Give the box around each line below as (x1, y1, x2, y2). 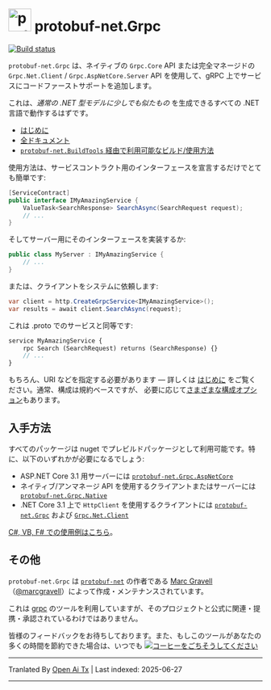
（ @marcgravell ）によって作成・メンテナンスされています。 (8, 586, 208, 595)
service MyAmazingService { (8, 336, 103, 345)
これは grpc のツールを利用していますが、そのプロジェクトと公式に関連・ (8, 603, 254, 613)
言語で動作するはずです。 (8, 107, 93, 117)
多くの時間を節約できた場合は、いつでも (8, 641, 143, 650)
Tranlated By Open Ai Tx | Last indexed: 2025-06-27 (8, 664, 183, 674)
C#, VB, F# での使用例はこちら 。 (8, 528, 117, 536)
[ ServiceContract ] (8, 188, 70, 197)
